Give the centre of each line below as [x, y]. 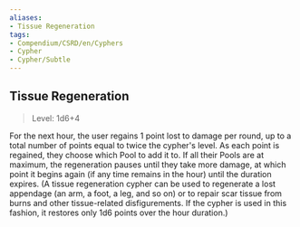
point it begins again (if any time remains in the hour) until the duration [140, 174]
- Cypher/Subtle [40, 60]
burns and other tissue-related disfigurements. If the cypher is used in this [148, 203]
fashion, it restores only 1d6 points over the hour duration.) [119, 213]
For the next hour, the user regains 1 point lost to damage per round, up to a [150, 136]
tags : [19, 34]
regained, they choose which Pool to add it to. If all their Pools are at [137, 155]
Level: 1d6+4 [55, 118]
